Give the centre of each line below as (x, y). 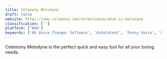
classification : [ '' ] (28, 24)
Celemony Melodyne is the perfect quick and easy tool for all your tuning (80, 47)
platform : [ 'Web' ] (24, 28)
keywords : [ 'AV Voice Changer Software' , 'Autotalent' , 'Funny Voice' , (81, 33)
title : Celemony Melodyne (32, 10)
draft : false (19, 14)
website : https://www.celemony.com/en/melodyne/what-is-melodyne (74, 19)
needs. (12, 52)
